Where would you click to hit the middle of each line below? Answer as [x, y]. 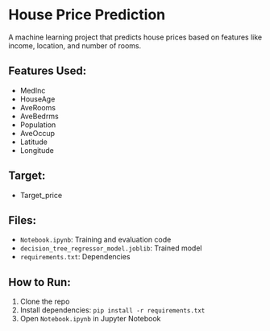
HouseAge [37, 99]
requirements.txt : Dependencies [75, 257]
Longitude [37, 150]
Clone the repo [45, 302]
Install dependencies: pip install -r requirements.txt [112, 310]
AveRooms [38, 107]
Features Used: [48, 71]
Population [38, 124]
